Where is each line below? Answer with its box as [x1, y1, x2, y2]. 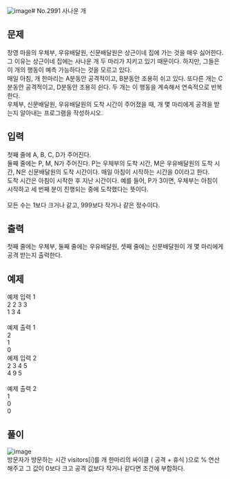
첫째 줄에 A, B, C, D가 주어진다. [7, 150, 92, 159]
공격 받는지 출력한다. [7, 251, 63, 259]
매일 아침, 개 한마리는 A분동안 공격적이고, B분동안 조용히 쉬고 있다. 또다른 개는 [7, 74, 217, 82]
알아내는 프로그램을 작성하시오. [19, 108, 103, 116]
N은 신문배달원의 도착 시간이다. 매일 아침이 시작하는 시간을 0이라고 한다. [16, 167, 210, 176]
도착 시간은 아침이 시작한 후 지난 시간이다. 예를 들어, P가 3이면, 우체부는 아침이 [7, 176, 218, 185]
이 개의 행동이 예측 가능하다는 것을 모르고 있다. [7, 65, 132, 74]
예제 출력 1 [7, 323, 36, 332]
